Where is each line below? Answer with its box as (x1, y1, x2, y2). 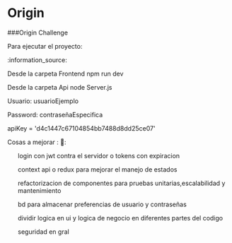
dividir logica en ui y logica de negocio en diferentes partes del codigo (17, 213, 224, 222)
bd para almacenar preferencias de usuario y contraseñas (17, 200, 187, 208)
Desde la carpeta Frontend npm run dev (7, 69, 124, 78)
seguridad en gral (17, 227, 69, 236)
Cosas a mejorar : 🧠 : (7, 138, 66, 146)
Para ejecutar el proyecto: (7, 42, 83, 50)
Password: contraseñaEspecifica (7, 110, 103, 119)
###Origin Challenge (7, 28, 69, 37)
